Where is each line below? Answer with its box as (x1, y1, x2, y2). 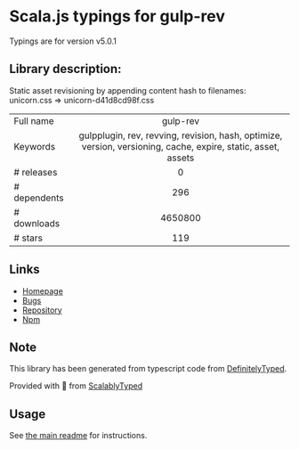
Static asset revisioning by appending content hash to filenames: (9, 85, 246, 95)
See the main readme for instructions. (9, 430, 148, 441)
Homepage (21, 285, 64, 296)
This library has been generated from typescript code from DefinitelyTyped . (9, 363, 287, 374)
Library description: (9, 61, 122, 77)
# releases (13, 166, 58, 178)
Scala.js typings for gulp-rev (9, 6, 225, 27)
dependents (13, 192, 64, 204)
